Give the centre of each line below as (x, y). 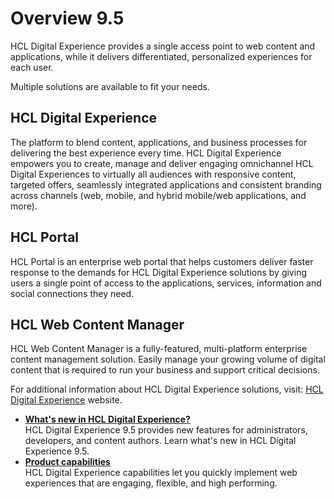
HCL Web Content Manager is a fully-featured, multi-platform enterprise (159, 349)
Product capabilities (67, 462)
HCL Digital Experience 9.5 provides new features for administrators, (166, 430)
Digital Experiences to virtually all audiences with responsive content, (153, 174)
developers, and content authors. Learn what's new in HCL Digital (160, 441)
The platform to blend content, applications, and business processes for (159, 142)
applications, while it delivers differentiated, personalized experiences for (161, 56)
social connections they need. (72, 293)
